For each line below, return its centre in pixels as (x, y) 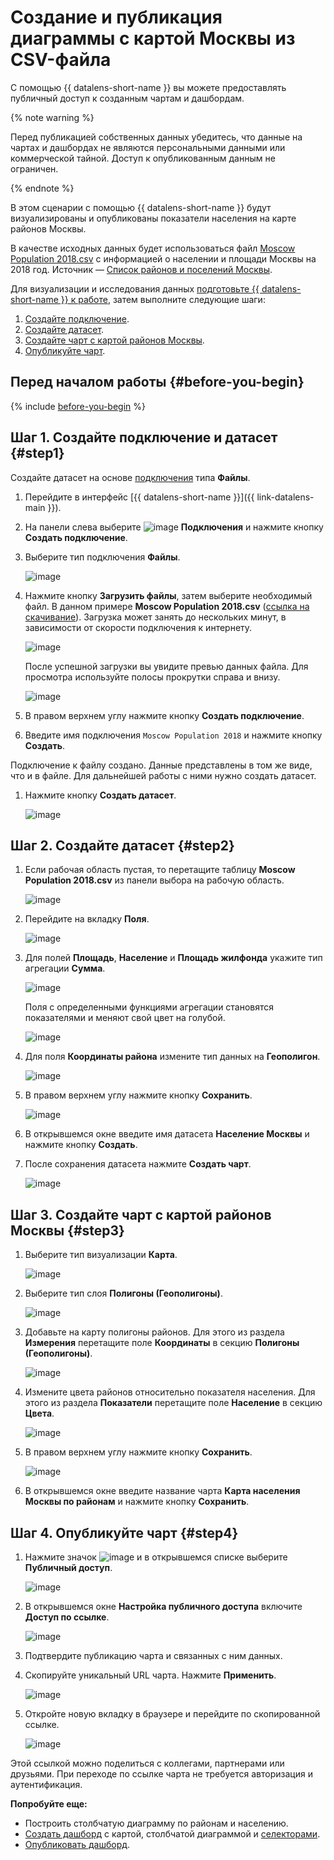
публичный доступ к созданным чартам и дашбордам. (127, 98)
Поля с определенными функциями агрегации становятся (149, 1007)
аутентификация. (46, 1784)
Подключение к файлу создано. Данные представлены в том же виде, (161, 765)
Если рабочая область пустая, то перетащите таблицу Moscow (160, 870)
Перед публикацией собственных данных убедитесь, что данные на (156, 137)
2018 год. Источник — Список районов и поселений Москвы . (141, 269)
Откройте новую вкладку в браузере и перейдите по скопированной (172, 1714)
